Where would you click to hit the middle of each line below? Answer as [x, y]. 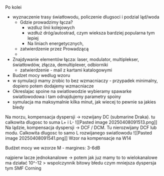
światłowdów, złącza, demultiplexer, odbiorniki [60, 65]
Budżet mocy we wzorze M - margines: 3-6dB [53, 148]
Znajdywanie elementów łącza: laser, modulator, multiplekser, [75, 59]
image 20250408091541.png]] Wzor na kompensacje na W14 [68, 138]
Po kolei [13, 7]
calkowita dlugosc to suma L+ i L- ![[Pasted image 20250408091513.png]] [81, 122]
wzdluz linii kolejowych [51, 27]
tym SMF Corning [23, 168]
